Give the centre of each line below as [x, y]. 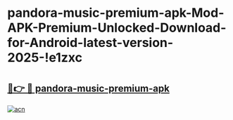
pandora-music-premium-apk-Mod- [116, 13]
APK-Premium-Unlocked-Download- [117, 28]
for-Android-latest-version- [90, 43]
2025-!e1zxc [45, 58]
